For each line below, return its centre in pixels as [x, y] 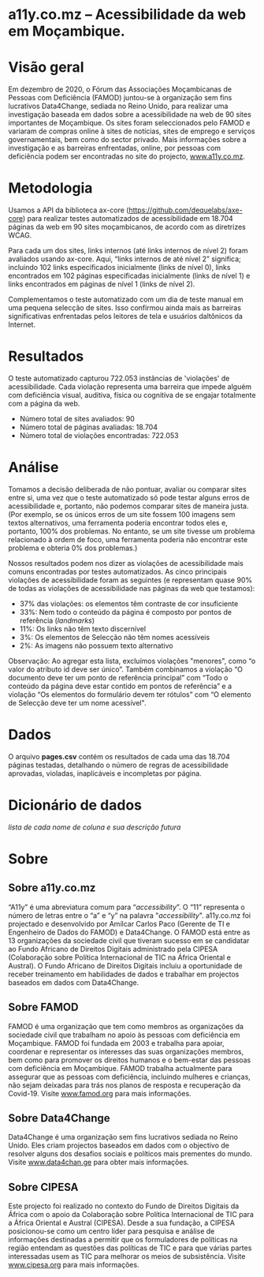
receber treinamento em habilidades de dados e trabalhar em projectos [124, 974]
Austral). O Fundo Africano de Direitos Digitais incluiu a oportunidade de [125, 965]
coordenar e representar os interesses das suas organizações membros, [126, 1051]
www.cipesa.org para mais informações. [74, 1265]
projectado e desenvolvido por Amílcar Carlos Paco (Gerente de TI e [119, 923]
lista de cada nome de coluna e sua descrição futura [95, 827]
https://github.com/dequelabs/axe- [186, 210]
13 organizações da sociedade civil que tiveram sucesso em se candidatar [129, 940]
